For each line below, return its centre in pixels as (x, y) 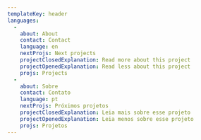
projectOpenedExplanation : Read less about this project (105, 66)
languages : (23, 21)
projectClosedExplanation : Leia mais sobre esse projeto (105, 112)
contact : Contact (45, 40)
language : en (39, 47)
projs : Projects (44, 73)
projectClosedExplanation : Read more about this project (105, 60)
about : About (39, 34)
